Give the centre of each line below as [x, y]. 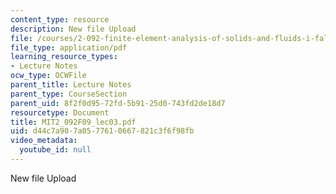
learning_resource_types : [64, 57]
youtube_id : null [55, 150]
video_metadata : [44, 141]
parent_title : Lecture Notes [71, 85]
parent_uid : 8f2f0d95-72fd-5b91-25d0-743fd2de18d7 [118, 103]
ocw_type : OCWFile [48, 76]
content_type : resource [60, 19]
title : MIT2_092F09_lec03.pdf [73, 122]
